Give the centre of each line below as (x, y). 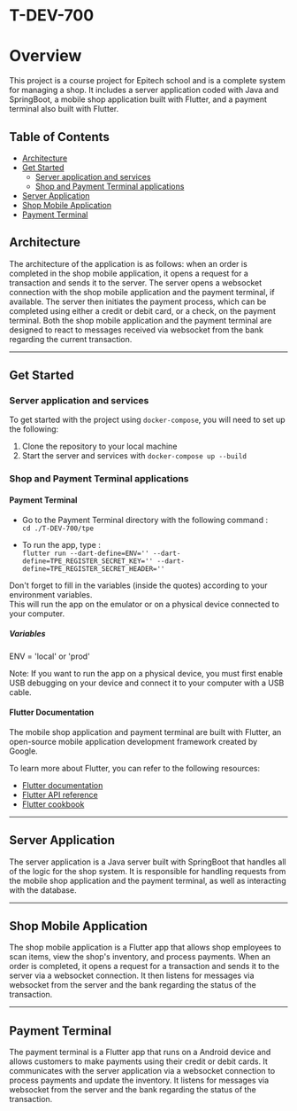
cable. (21, 692)
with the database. (43, 890)
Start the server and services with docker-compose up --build (134, 456)
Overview (46, 56)
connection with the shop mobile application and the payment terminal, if (142, 292)
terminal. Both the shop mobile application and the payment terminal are (141, 320)
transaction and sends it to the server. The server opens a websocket (136, 282)
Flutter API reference (60, 794)
